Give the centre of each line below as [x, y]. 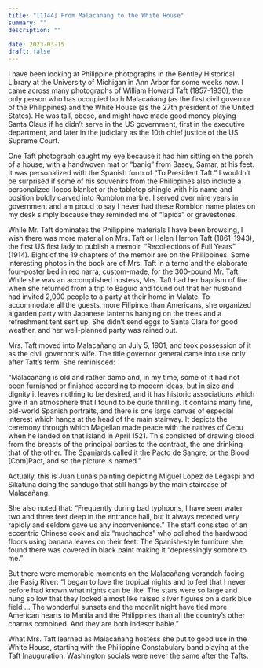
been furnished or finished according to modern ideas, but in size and [121, 386]
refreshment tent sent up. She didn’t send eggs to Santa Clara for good [123, 322]
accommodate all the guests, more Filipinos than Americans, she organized [130, 305]
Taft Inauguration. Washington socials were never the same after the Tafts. [128, 656]
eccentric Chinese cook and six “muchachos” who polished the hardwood [128, 533]
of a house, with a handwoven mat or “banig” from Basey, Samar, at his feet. [131, 164]
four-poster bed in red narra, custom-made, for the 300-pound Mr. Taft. [124, 271]
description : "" [35, 30]
